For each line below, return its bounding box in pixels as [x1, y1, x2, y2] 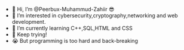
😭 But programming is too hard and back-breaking [11, 37, 139, 44]
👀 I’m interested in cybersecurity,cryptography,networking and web [11, 12, 178, 19]
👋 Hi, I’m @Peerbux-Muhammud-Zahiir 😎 [11, 6, 115, 12]
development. [11, 18, 46, 25]
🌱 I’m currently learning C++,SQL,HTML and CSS [11, 24, 133, 32]
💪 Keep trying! [11, 31, 47, 38]
